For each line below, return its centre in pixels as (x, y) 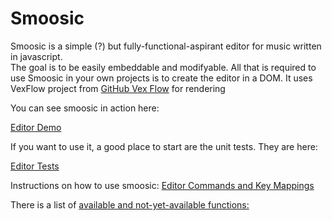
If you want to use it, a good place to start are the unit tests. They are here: (164, 146)
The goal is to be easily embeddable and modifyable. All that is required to (163, 67)
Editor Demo (36, 127)
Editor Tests (35, 166)
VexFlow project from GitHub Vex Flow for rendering (118, 88)
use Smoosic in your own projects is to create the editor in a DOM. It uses (161, 78)
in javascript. (36, 56)
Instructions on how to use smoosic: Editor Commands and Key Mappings (162, 185)
